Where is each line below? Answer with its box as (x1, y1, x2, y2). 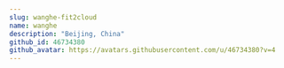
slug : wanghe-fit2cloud (9, 12, 98, 22)
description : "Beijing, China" (9, 29, 125, 38)
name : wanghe (9, 21, 58, 30)
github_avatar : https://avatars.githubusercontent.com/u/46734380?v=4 (9, 46, 276, 55)
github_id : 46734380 (9, 37, 86, 47)
